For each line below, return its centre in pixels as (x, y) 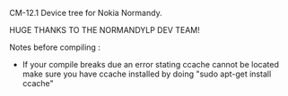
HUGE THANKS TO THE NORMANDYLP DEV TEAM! (105, 30)
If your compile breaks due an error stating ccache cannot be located (151, 64)
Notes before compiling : (55, 47)
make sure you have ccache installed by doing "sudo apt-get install (147, 74)
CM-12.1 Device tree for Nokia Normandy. (86, 13)
